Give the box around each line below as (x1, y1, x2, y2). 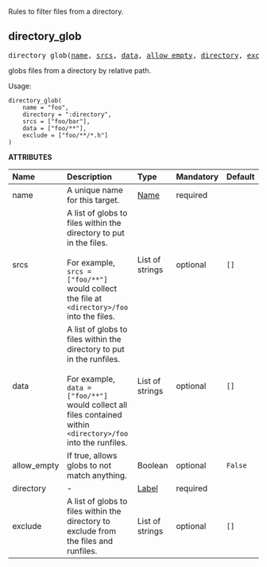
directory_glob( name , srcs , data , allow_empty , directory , (8, 51, 244, 60)
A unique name (67, 184, 123, 196)
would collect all (67, 399, 128, 410)
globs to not (67, 460, 112, 471)
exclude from (67, 525, 117, 536)
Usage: (8, 81, 32, 91)
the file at (67, 293, 102, 304)
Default (226, 171, 255, 182)
